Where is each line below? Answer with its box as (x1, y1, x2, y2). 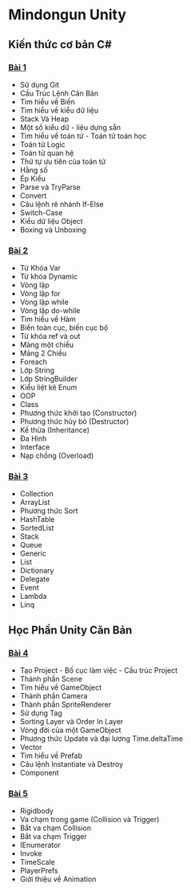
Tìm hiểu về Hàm (19, 315, 76, 324)
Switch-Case (19, 207, 63, 218)
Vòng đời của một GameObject (19, 725, 121, 735)
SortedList (19, 523, 54, 533)
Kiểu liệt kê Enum (19, 383, 78, 393)
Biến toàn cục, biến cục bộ (19, 323, 109, 332)
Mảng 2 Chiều (19, 348, 66, 358)
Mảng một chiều (19, 340, 74, 350)
